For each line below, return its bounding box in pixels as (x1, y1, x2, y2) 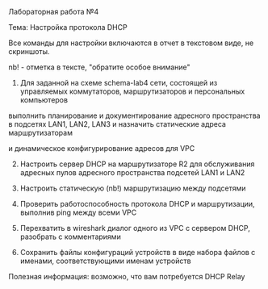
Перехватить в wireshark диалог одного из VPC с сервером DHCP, (19, 224, 250, 232)
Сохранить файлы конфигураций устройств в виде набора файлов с (19, 248, 256, 257)
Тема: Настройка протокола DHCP (8, 23, 128, 31)
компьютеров (19, 95, 69, 104)
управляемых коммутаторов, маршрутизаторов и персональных (19, 86, 245, 96)
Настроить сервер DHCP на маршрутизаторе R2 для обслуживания (19, 159, 255, 169)
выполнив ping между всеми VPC (19, 207, 137, 217)
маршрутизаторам (8, 128, 73, 137)
